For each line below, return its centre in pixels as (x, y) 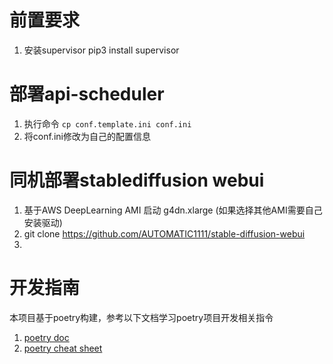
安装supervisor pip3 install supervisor (101, 50)
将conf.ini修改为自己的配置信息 (87, 136)
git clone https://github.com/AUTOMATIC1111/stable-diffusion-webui (164, 233)
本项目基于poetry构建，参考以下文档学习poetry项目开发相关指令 (141, 317)
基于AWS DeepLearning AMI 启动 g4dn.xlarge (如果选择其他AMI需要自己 (173, 210)
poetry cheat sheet (63, 348)
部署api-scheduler (87, 94)
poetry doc (46, 337)
